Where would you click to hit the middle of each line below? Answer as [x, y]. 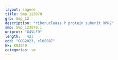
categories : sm [20, 50]
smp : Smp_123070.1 [24, 28]
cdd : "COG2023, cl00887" [30, 41]
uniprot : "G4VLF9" [24, 32]
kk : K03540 [16, 45]
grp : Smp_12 [17, 18]
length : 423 [19, 37]
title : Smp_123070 [24, 14]
